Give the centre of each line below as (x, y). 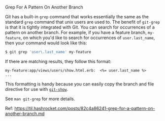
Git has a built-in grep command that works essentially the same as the (77, 17)
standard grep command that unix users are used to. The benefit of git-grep (82, 22)
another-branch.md (25, 114)
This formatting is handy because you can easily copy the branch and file (80, 84)
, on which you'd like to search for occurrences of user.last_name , (88, 38)
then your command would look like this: (46, 43)
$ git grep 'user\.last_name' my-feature (48, 52)
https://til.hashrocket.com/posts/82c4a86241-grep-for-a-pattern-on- (85, 108)
